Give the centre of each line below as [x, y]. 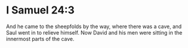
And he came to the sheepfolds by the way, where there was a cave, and [94, 26]
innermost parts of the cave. [40, 39]
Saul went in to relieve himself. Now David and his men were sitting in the [94, 32]
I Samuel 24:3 [40, 10]
